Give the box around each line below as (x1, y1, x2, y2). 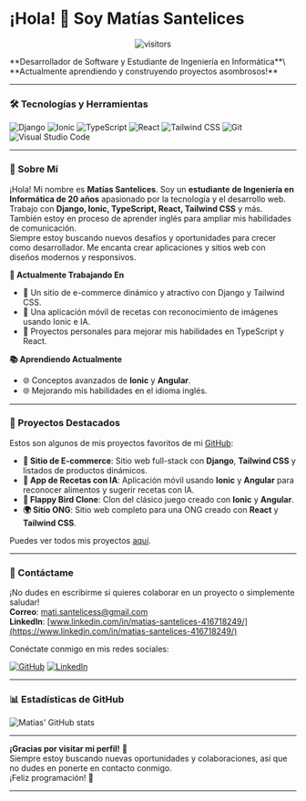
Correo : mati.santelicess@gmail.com (9, 607, 148, 618)
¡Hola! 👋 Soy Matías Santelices (9, 8, 245, 29)
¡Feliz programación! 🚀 (9, 773, 94, 784)
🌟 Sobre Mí (9, 163, 59, 176)
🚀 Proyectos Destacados (9, 417, 121, 430)
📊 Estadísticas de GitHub (9, 693, 125, 706)
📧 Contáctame (9, 566, 75, 578)
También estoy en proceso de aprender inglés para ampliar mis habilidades (9, 213, 291, 224)
